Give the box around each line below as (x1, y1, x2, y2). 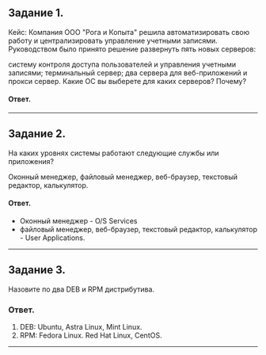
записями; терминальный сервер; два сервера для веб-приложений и (8, 67, 248, 78)
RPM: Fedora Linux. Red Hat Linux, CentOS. (19, 330, 162, 340)
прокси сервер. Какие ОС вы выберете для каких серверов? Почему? (8, 76, 247, 86)
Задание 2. (8, 127, 66, 141)
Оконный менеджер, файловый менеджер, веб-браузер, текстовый (8, 172, 238, 181)
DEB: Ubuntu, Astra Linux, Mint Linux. (19, 323, 142, 332)
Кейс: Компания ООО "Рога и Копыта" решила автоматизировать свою (8, 27, 250, 36)
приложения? (8, 156, 54, 166)
